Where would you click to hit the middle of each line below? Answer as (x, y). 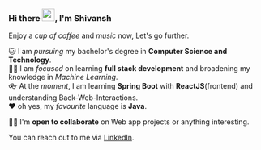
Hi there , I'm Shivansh (60, 18)
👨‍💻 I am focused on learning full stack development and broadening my (129, 69)
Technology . (30, 60)
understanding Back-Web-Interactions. (73, 98)
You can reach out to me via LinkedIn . (71, 138)
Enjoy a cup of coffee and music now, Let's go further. (99, 35)
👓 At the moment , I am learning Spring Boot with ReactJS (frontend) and (131, 86)
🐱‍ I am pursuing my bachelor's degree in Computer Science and (118, 52)
